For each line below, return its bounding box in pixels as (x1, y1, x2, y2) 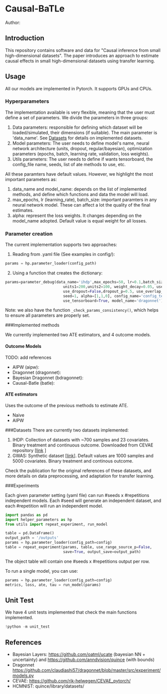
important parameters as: (5, 176, 57, 182)
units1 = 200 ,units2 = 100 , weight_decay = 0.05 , (63, 284, 155, 289)
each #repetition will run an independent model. (5, 502, 103, 509)
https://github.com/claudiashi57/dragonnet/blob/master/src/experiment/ (12, 667, 161, 674)
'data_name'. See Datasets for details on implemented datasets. (12, 135, 143, 141)
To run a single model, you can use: (5, 568, 78, 574)
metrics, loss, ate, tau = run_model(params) (5, 582, 101, 587)
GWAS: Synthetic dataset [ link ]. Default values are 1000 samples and (12, 453, 154, 459)
